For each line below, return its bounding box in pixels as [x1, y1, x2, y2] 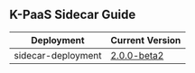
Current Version [110, 33, 181, 46]
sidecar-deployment [14, 49, 102, 61]
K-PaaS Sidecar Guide [9, 7, 136, 23]
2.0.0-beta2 [110, 49, 164, 61]
